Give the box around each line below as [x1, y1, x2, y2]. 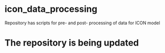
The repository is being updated [4, 37, 139, 49]
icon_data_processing [4, 3, 97, 15]
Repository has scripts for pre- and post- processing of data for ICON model [4, 20, 160, 26]
